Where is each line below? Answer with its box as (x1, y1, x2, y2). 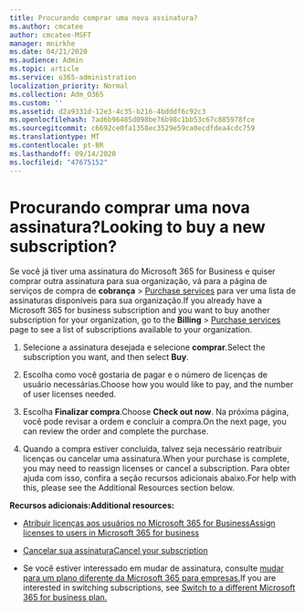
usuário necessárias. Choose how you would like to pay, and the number (22, 379, 294, 390)
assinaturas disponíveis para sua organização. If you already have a (9, 295, 263, 306)
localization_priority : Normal (9, 81, 129, 90)
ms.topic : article (9, 65, 79, 74)
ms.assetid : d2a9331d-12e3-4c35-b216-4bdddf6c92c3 (9, 107, 206, 116)
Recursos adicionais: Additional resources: (9, 500, 175, 512)
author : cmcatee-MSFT (9, 30, 92, 39)
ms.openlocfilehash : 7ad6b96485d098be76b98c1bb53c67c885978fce (9, 115, 256, 124)
